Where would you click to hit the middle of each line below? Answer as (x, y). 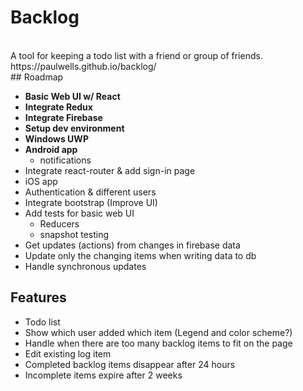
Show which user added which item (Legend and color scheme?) (158, 332)
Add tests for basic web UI (79, 213)
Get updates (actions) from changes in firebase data (132, 245)
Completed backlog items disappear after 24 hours (130, 364)
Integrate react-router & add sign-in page (110, 170)
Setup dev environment (74, 128)
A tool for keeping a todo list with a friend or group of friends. (136, 55)
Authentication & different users (90, 192)
